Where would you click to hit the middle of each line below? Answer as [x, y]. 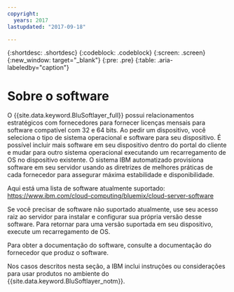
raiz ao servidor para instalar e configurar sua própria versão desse [104, 217]
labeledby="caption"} [38, 68]
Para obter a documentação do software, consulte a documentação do [109, 245]
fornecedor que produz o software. [58, 253]
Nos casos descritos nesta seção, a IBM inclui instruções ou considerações [116, 266]
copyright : [23, 14]
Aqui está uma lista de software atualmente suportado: [87, 188]
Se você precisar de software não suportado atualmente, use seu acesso [113, 209]
